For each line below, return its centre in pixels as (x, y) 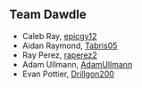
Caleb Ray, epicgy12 (59, 36)
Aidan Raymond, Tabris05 (70, 45)
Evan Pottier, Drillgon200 (68, 74)
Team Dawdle (48, 15)
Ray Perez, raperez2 (60, 55)
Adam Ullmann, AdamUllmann (77, 64)
